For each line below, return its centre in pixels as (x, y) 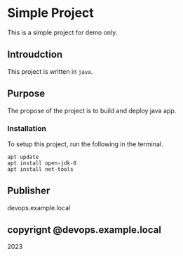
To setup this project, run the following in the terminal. (85, 144)
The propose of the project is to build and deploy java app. (92, 110)
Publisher (29, 191)
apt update (23, 157)
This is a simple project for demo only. (62, 32)
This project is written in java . (50, 71)
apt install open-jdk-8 (42, 163)
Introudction (35, 55)
